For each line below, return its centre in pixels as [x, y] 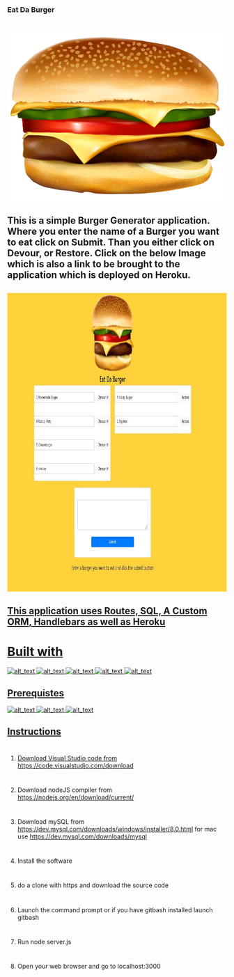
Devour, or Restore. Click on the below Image [107, 253]
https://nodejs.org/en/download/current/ [76, 797]
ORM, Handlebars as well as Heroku [86, 622]
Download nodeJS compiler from [65, 790]
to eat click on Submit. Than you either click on [111, 242]
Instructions [34, 732]
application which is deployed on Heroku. [99, 275]
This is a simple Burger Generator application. [109, 220]
